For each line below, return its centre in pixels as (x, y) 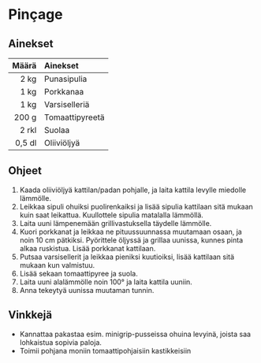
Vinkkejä (30, 315)
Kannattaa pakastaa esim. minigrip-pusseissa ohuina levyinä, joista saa (135, 334)
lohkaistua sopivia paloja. (61, 342)
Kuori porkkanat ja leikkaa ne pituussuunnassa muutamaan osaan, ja (130, 232)
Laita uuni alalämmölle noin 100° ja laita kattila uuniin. (106, 282)
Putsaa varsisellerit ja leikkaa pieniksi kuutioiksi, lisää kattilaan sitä (127, 257)
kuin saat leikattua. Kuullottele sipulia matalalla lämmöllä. (111, 215)
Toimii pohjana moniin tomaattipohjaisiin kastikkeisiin (105, 350)
